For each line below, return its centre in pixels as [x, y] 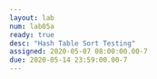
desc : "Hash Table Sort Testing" [73, 43]
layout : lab [32, 18]
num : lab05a [32, 26]
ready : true [32, 35]
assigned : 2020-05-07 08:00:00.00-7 [78, 52]
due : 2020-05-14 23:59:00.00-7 [69, 60]
